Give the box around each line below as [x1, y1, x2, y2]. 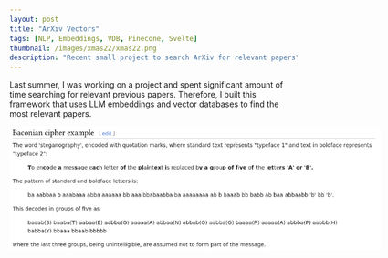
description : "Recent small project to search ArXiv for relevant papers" [9, 53, 300, 63]
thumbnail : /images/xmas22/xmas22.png [9, 44, 157, 53]
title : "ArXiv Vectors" [9, 24, 100, 34]
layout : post [9, 15, 59, 24]
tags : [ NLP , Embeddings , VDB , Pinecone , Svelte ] [9, 34, 198, 43]
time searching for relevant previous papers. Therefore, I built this [9, 89, 257, 100]
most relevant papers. [9, 108, 92, 119]
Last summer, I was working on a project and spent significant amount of [9, 79, 284, 90]
